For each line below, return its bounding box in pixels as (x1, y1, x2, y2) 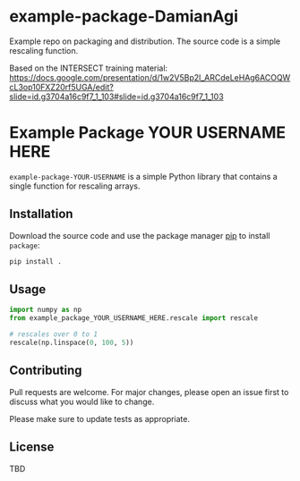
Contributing (9, 363, 82, 378)
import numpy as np (9, 306, 82, 315)
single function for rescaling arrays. (9, 181, 141, 191)
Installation (9, 207, 73, 222)
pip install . (9, 257, 63, 266)
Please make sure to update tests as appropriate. (9, 413, 191, 424)
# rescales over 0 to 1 (9, 330, 99, 339)
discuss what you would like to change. (9, 396, 155, 407)
